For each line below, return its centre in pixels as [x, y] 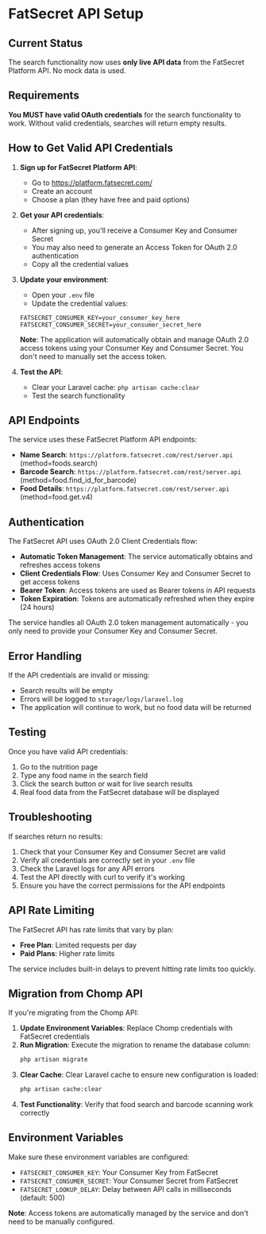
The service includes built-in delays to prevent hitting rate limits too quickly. [132, 969]
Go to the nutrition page [59, 766]
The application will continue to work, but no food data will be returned [135, 708]
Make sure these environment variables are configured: [99, 1157]
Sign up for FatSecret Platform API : [78, 167]
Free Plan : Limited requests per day [78, 945]
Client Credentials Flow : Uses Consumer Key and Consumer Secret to [135, 573]
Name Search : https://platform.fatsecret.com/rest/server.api [126, 455]
